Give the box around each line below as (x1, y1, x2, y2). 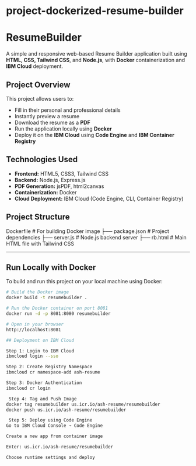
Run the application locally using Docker (14, 125, 112, 132)
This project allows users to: (6, 95, 74, 102)
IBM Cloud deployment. (6, 63, 63, 70)
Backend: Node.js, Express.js (14, 176, 86, 183)
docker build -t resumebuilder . (6, 294, 87, 301)
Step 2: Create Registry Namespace (6, 364, 93, 370)
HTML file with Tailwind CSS (6, 240, 75, 247)
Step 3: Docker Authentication (6, 380, 82, 386)
